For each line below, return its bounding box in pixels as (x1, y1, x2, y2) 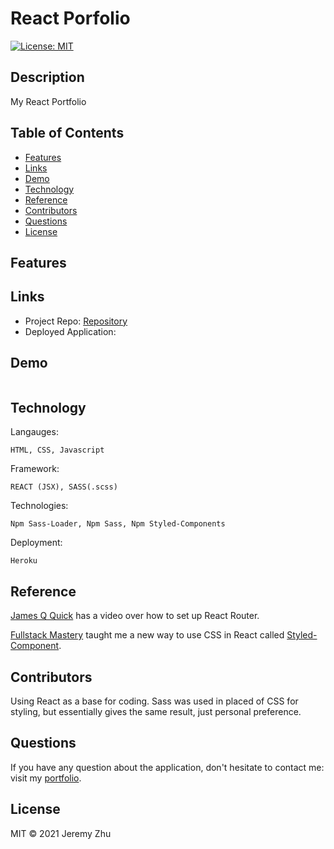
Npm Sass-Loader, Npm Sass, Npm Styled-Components (10, 519, 226, 529)
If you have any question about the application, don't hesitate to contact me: (10, 761, 325, 773)
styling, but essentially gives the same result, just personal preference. (10, 706, 302, 718)
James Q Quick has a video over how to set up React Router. (10, 610, 260, 622)
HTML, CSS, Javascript (10, 445, 105, 456)
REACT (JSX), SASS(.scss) (10, 482, 118, 492)
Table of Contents (10, 125, 125, 142)
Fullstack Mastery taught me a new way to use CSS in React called (10, 629, 285, 641)
